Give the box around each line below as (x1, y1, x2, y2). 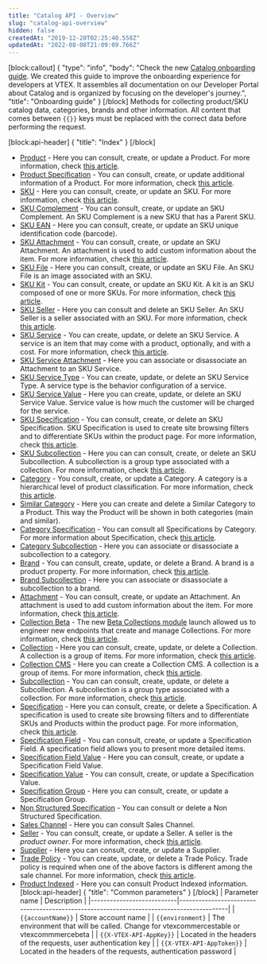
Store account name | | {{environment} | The (79, 913, 225, 923)
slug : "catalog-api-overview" (8, 19, 109, 27)
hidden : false (8, 26, 56, 34)
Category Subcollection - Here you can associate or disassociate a (19, 541, 239, 551)
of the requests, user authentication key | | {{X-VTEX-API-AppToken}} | (19, 939, 248, 948)
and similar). (19, 516, 61, 525)
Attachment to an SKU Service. (19, 364, 122, 374)
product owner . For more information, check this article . (19, 837, 203, 846)
